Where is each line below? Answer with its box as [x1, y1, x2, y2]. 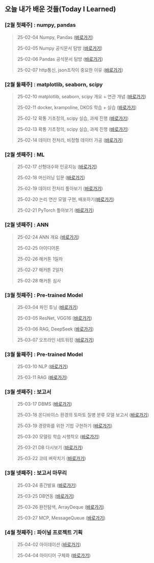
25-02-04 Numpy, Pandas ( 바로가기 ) [17, 34, 94, 40]
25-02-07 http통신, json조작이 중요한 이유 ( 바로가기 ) [17, 67, 123, 73]
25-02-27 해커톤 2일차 [17, 266, 64, 273]
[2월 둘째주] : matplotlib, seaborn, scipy [5, 81, 103, 88]
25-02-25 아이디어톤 [17, 245, 60, 251]
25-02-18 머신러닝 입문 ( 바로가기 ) [17, 175, 86, 181]
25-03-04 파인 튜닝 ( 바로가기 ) [17, 304, 79, 310]
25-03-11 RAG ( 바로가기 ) [17, 374, 68, 381]
